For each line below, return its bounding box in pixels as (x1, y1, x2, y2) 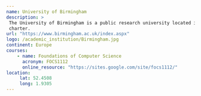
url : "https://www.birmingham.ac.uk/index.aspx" (6, 31, 130, 37)
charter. (8, 25, 31, 32)
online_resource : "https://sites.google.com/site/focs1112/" (22, 64, 178, 70)
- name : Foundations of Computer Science (17, 53, 121, 59)
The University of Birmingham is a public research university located (8, 20, 191, 26)
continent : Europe (6, 42, 52, 48)
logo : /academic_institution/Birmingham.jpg (6, 36, 119, 42)
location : (6, 70, 31, 76)
